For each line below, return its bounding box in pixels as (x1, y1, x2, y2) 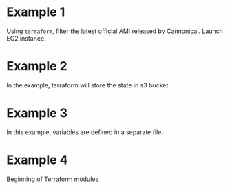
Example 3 (6, 105, 68, 121)
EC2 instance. (6, 34, 46, 42)
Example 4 (6, 152, 68, 167)
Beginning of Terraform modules (6, 175, 99, 183)
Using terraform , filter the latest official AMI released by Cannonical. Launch (6, 27, 223, 35)
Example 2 (6, 59, 68, 74)
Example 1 (6, 4, 65, 20)
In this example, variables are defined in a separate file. (6, 128, 163, 136)
